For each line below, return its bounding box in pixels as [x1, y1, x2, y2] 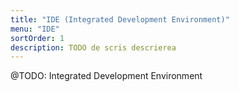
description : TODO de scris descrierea [10, 42, 177, 53]
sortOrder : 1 [10, 33, 65, 43]
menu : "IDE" [10, 24, 60, 34]
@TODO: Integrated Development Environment [10, 70, 203, 82]
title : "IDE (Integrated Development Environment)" [10, 14, 230, 25]
